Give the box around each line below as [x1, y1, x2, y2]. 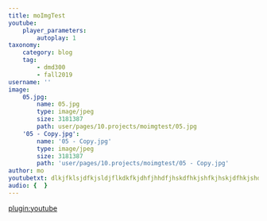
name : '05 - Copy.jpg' [37, 137, 112, 145]
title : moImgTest [8, 11, 66, 20]
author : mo [8, 167, 44, 175]
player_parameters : [22, 26, 87, 34]
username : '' [8, 78, 52, 86]
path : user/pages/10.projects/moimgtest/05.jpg [37, 122, 197, 130]
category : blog [22, 48, 73, 56]
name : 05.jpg [37, 100, 80, 108]
